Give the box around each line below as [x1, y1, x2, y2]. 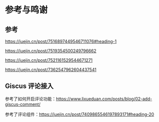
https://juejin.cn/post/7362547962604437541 [5, 67, 97, 72]
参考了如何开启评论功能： [5, 96, 56, 102]
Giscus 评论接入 [5, 82, 54, 90]
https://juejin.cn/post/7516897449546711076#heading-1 [5, 38, 117, 44]
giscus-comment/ [5, 101, 41, 107]
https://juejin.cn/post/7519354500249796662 [5, 48, 96, 53]
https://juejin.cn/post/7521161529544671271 [5, 57, 93, 63]
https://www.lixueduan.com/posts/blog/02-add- [56, 96, 152, 102]
